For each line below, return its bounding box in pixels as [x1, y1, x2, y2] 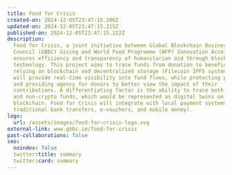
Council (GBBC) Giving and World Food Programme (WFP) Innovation [13, 49, 209, 56]
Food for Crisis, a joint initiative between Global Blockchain [13, 42, 202, 49]
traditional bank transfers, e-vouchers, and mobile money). [13, 106, 193, 113]
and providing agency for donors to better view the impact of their [13, 81, 217, 87]
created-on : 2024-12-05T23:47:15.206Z [7, 17, 119, 23]
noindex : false [13, 145, 57, 152]
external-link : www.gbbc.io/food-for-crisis [7, 125, 137, 132]
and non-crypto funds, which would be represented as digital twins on [13, 94, 224, 101]
